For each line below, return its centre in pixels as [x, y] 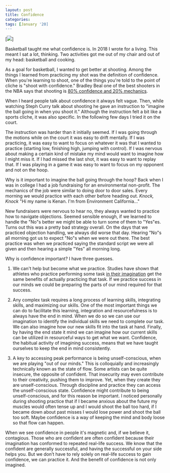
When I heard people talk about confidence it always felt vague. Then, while [84, 101]
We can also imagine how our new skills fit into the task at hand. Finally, [87, 327]
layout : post [19, 10]
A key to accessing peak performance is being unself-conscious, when [87, 358]
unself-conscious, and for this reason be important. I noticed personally [87, 396]
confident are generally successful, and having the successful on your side [83, 449]
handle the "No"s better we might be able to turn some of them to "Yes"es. [83, 222]
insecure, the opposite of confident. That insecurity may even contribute [88, 374]
